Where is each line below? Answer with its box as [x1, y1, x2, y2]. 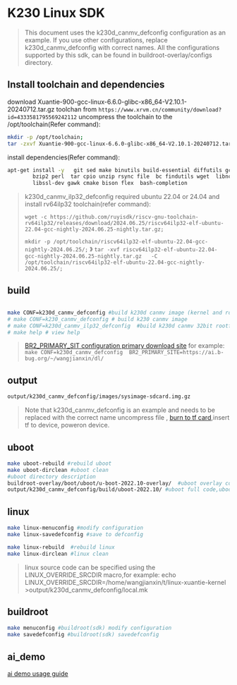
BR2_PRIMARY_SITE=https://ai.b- [129, 349, 224, 356]
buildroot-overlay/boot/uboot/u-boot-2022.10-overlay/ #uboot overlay [7, 480, 222, 487]
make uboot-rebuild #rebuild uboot [7, 460, 112, 467]
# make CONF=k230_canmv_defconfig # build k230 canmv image [7, 315, 188, 322]
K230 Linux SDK [7, 5, 106, 21]
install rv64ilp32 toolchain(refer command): [24, 200, 152, 209]
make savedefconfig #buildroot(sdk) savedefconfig [7, 631, 159, 638]
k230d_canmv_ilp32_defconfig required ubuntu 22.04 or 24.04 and [24, 193, 220, 201]
